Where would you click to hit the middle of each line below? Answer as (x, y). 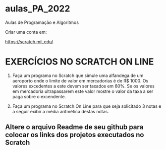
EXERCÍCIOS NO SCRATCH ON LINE (80, 62)
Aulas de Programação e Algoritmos (42, 22)
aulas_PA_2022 (38, 9)
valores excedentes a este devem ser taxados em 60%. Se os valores (83, 86)
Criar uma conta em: (26, 32)
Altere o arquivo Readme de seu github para (74, 127)
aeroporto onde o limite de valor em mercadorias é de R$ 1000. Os (80, 80)
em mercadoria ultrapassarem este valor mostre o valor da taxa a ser (83, 91)
